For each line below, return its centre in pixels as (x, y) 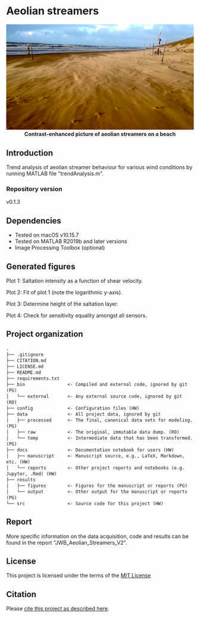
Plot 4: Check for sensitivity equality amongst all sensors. (76, 315)
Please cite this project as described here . (58, 608)
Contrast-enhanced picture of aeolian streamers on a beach (100, 134)
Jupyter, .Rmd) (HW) (32, 474)
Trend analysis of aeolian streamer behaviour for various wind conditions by (99, 167)
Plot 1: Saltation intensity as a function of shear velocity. (75, 281)
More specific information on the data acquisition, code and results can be (98, 536)
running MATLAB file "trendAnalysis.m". (55, 173)
